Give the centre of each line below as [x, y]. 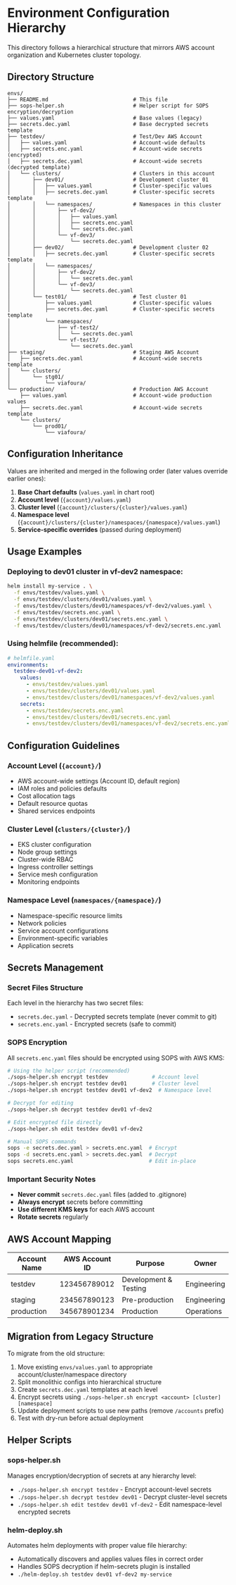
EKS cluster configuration [54, 845]
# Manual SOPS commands [42, 1142]
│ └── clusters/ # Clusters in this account [111, 173]
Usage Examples [45, 551]
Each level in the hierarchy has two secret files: [76, 1003]
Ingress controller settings [55, 867]
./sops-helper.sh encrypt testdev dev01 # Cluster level [103, 1084]
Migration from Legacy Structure [80, 1336]
